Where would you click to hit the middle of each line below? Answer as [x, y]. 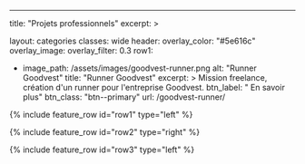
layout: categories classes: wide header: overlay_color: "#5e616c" [133, 41]
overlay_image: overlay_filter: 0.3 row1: [81, 50]
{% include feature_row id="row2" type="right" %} [105, 132]
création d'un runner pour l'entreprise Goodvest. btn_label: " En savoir [154, 87]
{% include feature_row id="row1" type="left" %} [101, 115]
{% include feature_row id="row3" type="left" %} [102, 150]
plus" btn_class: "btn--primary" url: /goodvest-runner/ [124, 97]
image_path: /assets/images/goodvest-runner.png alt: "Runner [139, 68]
